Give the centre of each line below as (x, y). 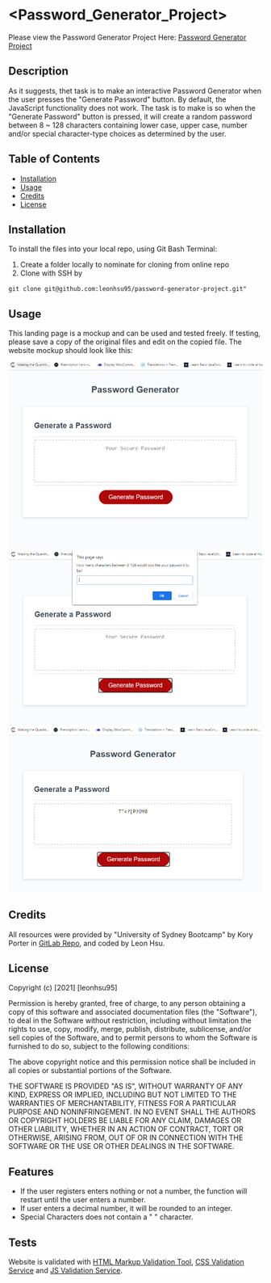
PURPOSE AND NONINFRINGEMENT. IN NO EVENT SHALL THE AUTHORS (132, 1112)
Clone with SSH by (51, 273)
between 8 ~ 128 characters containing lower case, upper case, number (128, 125)
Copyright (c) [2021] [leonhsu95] (63, 988)
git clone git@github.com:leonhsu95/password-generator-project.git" (128, 289)
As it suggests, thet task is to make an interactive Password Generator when (135, 90)
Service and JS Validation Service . (66, 1270)
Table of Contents (54, 159)
